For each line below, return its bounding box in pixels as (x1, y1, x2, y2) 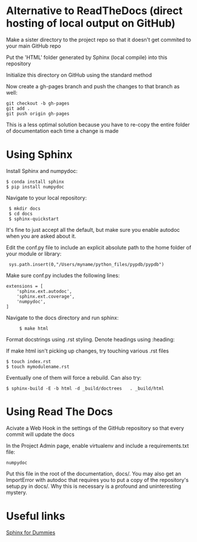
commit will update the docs (6, 431, 75, 438)
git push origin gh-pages (6, 111, 69, 117)
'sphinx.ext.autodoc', (16, 288, 72, 294)
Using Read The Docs (6, 405, 113, 418)
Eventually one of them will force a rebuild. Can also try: (6, 374, 142, 381)
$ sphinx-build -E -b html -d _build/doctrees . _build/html (6, 385, 165, 391)
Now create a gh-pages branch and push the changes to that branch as (6, 82, 180, 89)
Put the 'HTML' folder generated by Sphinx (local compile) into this (6, 54, 168, 61)
